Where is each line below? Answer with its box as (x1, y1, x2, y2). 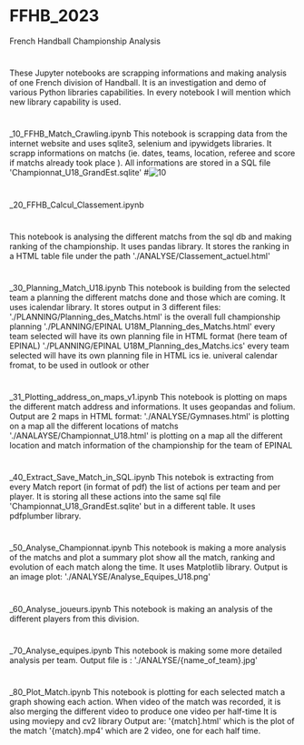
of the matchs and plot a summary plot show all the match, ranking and (9, 552, 275, 563)
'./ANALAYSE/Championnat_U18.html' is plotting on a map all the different (9, 430, 283, 441)
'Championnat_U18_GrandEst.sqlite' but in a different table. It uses (9, 501, 256, 512)
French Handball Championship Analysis (9, 35, 162, 46)
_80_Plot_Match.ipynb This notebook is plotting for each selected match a (9, 687, 286, 697)
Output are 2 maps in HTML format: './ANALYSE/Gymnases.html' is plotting (9, 411, 290, 422)
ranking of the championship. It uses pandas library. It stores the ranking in (9, 240, 289, 251)
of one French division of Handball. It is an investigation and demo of (9, 77, 267, 88)
